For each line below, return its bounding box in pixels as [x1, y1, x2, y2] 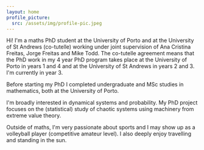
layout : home [6, 9, 40, 15]
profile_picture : [6, 15, 51, 21]
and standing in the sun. [6, 137, 67, 144]
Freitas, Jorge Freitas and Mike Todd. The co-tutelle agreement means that [6, 50, 195, 57]
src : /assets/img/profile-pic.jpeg [12, 20, 102, 26]
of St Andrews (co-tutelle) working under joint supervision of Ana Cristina [6, 43, 191, 50]
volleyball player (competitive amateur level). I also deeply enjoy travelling [6, 130, 192, 137]
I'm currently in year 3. [6, 69, 63, 77]
